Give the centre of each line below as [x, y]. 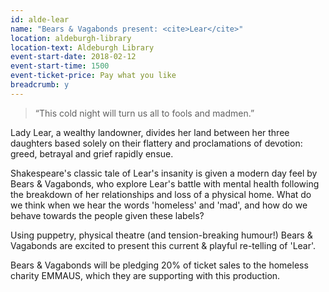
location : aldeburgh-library [71, 38]
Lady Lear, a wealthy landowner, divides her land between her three [150, 132]
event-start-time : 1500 [60, 66]
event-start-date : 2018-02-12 [73, 57]
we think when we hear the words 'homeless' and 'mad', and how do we [159, 205]
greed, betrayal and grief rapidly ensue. [92, 153]
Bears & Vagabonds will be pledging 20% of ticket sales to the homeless [159, 265]
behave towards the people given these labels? [107, 215]
